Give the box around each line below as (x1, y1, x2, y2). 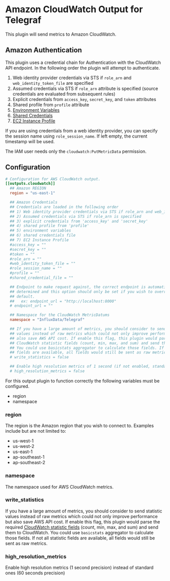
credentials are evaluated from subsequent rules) (12, 90, 115, 97)
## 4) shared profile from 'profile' (10, 223, 90, 229)
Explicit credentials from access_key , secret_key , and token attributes (12, 96, 156, 102)
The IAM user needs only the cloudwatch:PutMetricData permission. (5, 148, 147, 154)
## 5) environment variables (10, 228, 71, 233)
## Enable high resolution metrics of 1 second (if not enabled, (10, 364, 151, 369)
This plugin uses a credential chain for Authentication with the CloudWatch (5, 59, 161, 66)
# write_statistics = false (10, 354, 69, 360)
